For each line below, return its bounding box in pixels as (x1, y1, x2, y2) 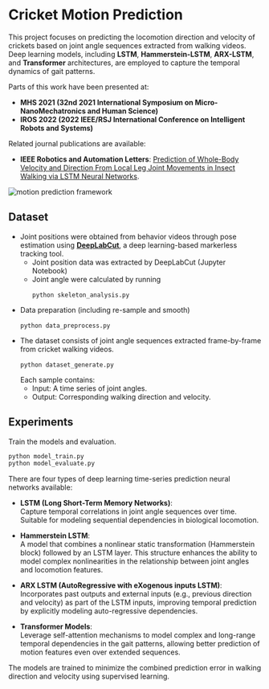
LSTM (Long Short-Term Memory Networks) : (19, 498, 173, 508)
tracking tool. (19, 248, 64, 258)
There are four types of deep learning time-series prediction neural (8, 474, 230, 484)
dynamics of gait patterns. (8, 66, 96, 76)
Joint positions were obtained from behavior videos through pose (19, 232, 237, 241)
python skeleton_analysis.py (31, 291, 130, 299)
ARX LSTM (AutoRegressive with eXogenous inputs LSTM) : (19, 580, 222, 590)
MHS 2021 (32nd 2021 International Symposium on (19, 97, 194, 107)
